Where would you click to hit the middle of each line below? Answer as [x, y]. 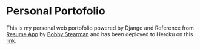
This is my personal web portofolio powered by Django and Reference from [100, 28]
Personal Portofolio [56, 11]
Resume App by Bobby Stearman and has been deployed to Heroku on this [100, 34]
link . [12, 40]
